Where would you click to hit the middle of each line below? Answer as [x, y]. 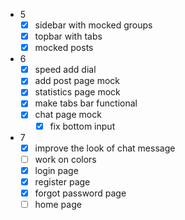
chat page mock [68, 115]
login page [56, 170]
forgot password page [80, 193]
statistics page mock [77, 92]
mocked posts [64, 48]
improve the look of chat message [105, 148]
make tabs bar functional [86, 103]
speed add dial [65, 70]
